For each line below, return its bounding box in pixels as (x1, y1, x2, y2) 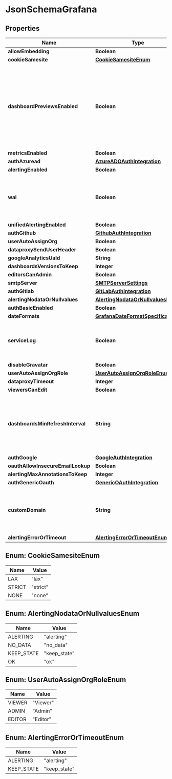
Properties (5, 24, 40, 33)
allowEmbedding (8, 48, 50, 55)
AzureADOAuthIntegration (95, 158, 161, 165)
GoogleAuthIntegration (95, 454, 153, 461)
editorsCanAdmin (8, 271, 52, 278)
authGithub (8, 229, 36, 236)
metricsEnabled (8, 149, 48, 157)
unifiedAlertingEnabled (8, 221, 66, 228)
